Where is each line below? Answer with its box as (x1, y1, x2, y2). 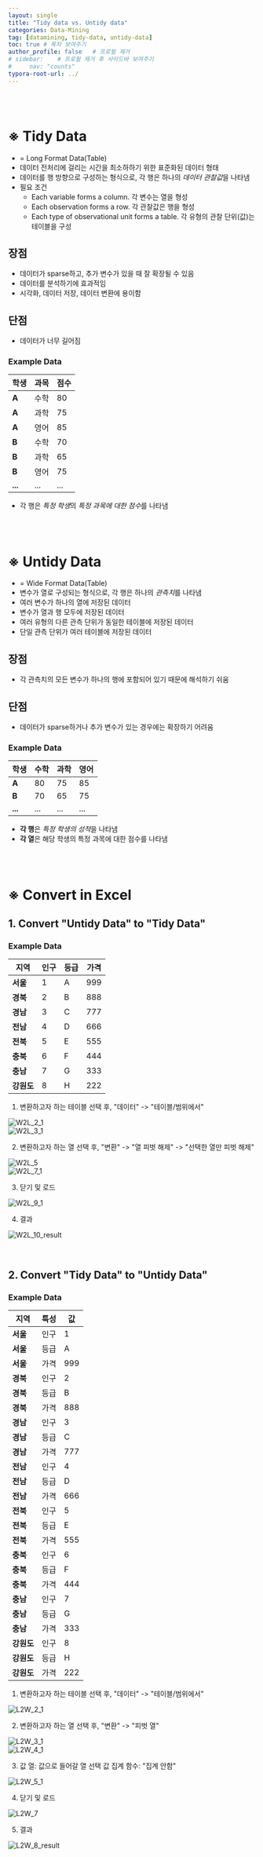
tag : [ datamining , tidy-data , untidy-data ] (8, 33, 153, 42)
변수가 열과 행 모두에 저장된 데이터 (19, 608, 125, 617)
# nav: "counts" (8, 63, 76, 71)
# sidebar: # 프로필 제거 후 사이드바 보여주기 (8, 56, 155, 64)
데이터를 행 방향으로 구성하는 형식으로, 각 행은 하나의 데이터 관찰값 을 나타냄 (19, 172, 250, 181)
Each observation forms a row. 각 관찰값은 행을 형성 (31, 202, 195, 211)
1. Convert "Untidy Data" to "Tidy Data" (8, 916, 206, 930)
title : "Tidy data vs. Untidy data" (8, 19, 128, 27)
